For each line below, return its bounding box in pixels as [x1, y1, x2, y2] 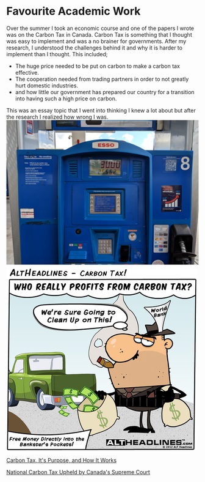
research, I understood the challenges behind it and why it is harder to [6, 44, 183, 51]
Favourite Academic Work [6, 4, 141, 18]
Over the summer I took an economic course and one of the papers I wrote [6, 24, 195, 32]
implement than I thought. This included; [6, 50, 108, 57]
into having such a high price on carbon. [15, 95, 117, 102]
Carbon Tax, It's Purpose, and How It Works [6, 456, 117, 464]
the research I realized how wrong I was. [6, 113, 109, 120]
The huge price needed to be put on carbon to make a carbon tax [15, 62, 180, 70]
